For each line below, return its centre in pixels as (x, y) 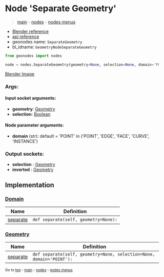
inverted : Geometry (33, 170)
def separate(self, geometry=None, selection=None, (94, 254)
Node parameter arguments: (35, 125)
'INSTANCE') (25, 141)
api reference (26, 37)
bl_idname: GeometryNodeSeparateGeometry (54, 47)
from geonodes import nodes (34, 56)
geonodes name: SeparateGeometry (47, 41)
